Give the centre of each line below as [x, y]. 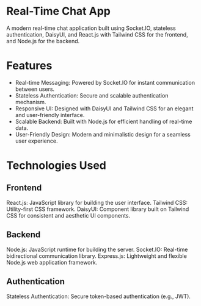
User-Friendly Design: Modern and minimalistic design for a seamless [103, 134]
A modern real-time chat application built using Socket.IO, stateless [91, 28]
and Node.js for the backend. [43, 41]
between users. [35, 89]
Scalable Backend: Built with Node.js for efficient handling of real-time [104, 121]
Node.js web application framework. [52, 262]
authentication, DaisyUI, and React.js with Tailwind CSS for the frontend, [97, 34]
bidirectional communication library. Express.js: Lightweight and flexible [97, 256]
